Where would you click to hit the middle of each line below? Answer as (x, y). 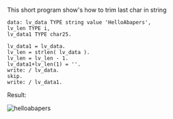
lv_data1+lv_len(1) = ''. (44, 64)
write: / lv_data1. (35, 82)
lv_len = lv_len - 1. (38, 58)
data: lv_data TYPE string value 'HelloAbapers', (79, 23)
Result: (17, 95)
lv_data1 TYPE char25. (39, 34)
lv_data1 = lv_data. (37, 47)
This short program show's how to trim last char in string (87, 10)
